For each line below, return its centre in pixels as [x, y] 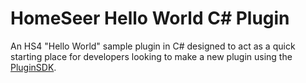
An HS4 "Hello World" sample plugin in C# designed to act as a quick [153, 46]
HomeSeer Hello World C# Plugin [150, 18]
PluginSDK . [33, 67]
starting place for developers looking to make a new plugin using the [151, 56]
